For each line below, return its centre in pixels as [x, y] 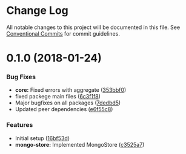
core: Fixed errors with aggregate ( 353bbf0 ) [71, 90]
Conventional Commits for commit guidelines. [63, 33]
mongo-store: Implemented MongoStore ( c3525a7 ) [80, 144]
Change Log [37, 11]
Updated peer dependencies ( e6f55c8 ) [64, 109]
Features [20, 125]
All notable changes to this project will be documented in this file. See [93, 27]
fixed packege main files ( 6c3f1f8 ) [58, 97]
